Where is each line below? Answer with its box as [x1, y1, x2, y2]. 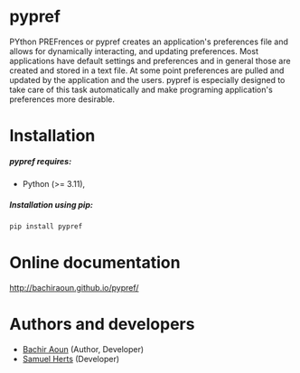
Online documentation [9, 253, 181, 273]
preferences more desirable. [9, 93, 116, 105]
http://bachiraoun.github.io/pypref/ [9, 282, 139, 293]
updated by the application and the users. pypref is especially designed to [9, 74, 286, 85]
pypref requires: [9, 155, 72, 166]
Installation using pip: [9, 199, 93, 210]
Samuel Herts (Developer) [22, 353, 120, 364]
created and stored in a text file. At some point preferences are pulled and [9, 65, 285, 76]
